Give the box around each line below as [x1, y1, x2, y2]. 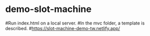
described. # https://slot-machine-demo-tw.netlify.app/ [5, 25, 121, 31]
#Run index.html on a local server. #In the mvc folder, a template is [5, 20, 145, 26]
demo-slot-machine [5, 3, 92, 15]
